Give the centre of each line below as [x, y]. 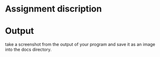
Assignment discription [53, 9]
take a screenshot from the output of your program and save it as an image [80, 44]
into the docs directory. [28, 50]
